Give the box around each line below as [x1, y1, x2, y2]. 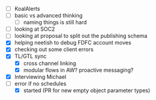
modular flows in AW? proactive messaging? [23, 66, 134, 73]
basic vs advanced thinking [14, 12, 83, 19]
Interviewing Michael [14, 73, 67, 80]
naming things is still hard [23, 19, 87, 26]
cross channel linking [23, 60, 76, 67]
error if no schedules [14, 80, 67, 87]
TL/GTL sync [14, 52, 47, 60]
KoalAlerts [14, 5, 40, 12]
